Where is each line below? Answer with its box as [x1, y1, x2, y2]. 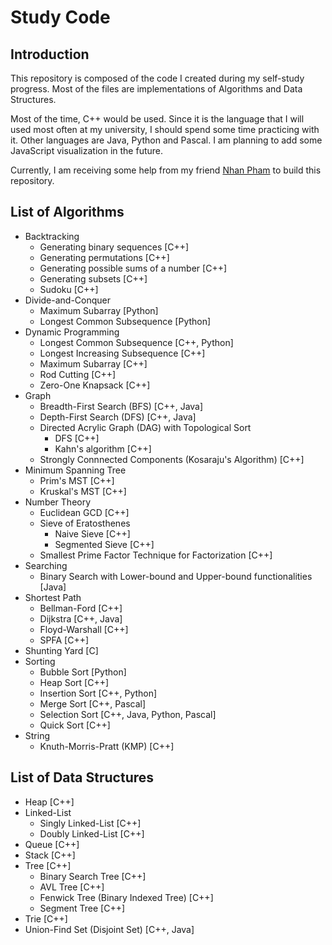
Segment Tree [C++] [39, 902, 126, 914]
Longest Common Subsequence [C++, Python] [39, 336, 234, 348]
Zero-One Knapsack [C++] [39, 379, 151, 391]
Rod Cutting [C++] [39, 368, 117, 380]
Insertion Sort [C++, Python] [39, 687, 158, 699]
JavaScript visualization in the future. [10, 145, 164, 156]
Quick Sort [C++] [39, 719, 111, 731]
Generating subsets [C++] [39, 272, 148, 285]
